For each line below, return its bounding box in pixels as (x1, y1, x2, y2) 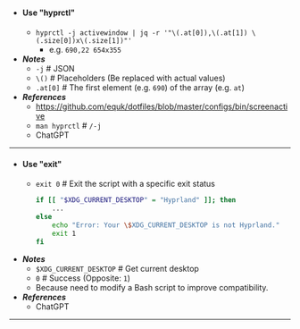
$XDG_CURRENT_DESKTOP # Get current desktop (35, 263, 199, 274)
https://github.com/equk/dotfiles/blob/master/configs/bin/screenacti (35, 101, 288, 112)
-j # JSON (35, 63, 75, 74)
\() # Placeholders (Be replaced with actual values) (35, 72, 226, 84)
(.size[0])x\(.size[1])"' (35, 37, 132, 46)
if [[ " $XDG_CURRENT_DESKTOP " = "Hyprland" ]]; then (35, 196, 237, 205)
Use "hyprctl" (21, 7, 76, 18)
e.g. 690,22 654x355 (48, 45, 122, 55)
